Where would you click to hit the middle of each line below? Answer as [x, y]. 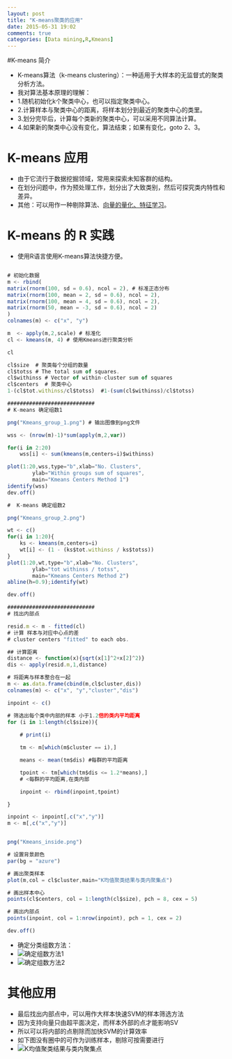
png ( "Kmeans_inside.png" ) [45, 842]
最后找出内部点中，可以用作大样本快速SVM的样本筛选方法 [101, 1014]
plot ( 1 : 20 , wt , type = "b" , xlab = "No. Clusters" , [73, 563]
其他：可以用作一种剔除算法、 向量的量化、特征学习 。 [94, 205]
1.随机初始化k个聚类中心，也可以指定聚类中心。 [85, 101]
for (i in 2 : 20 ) [29, 448]
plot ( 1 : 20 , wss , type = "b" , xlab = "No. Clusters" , [74, 467]
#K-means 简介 [29, 61]
